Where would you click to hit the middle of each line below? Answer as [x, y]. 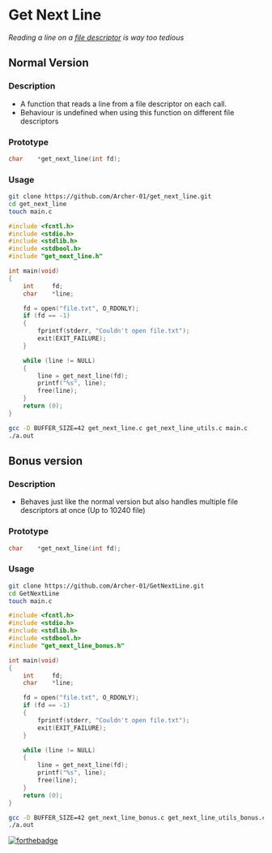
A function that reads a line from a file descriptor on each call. [123, 104]
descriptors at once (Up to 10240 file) [83, 511]
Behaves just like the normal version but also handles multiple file [129, 502]
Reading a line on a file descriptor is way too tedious [96, 37]
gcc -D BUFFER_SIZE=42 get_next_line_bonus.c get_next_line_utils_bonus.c [137, 817]
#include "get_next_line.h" [56, 256]
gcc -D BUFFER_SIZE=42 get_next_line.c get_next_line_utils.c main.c [128, 428]
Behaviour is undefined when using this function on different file [127, 112]
